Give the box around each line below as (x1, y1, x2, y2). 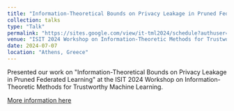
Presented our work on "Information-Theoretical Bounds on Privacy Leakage (7, 67, 227, 76)
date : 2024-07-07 (7, 42, 58, 49)
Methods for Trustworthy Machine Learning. (36, 83, 164, 91)
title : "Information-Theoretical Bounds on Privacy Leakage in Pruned (7, 10, 217, 17)
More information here (7, 96, 72, 104)
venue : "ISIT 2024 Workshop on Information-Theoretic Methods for (7, 36, 204, 43)
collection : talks (7, 17, 61, 24)
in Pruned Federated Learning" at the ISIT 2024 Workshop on (7, 75, 183, 83)
